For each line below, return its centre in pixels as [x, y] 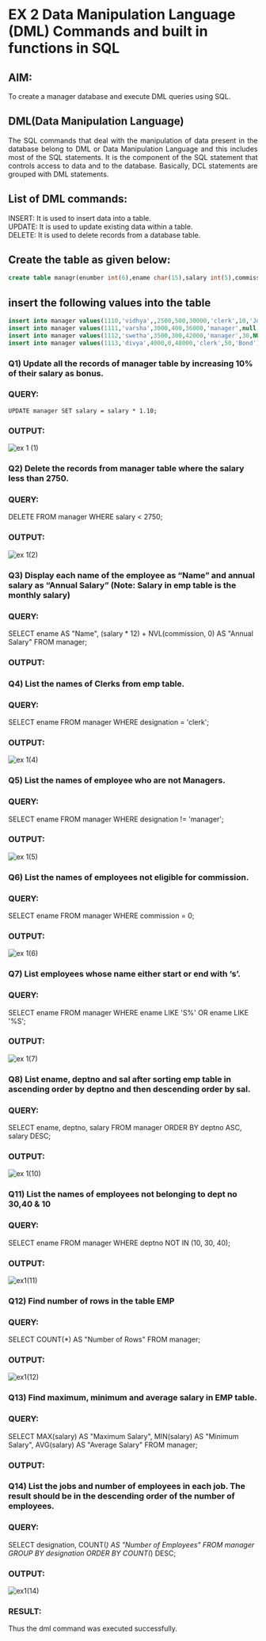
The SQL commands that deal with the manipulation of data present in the [133, 140]
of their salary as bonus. [56, 373]
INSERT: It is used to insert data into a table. [80, 218]
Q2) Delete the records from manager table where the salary [126, 469]
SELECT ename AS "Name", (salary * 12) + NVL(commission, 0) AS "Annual [131, 633]
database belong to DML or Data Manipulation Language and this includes [133, 149]
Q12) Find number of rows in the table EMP [91, 1300]
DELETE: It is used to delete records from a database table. [104, 234]
